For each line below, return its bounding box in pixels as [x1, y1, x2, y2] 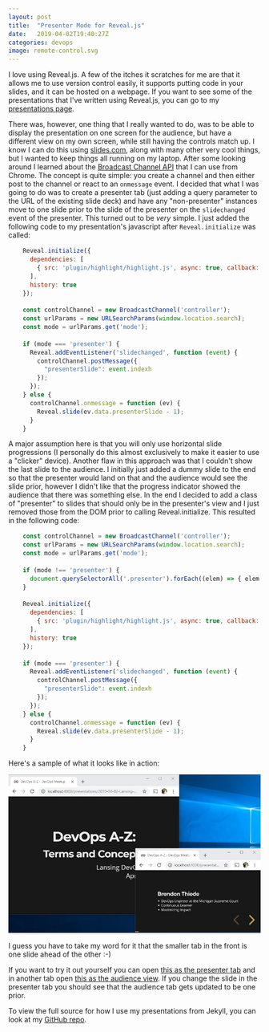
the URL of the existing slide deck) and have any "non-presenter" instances [8, 197, 258, 206]
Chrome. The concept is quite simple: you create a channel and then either [8, 171, 255, 181]
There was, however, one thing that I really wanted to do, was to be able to [8, 120, 255, 129]
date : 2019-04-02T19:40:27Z [8, 30, 110, 38]
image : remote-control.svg [8, 47, 98, 55]
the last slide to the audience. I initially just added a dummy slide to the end [8, 465, 256, 474]
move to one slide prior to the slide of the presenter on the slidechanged [8, 205, 246, 214]
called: [8, 230, 30, 240]
